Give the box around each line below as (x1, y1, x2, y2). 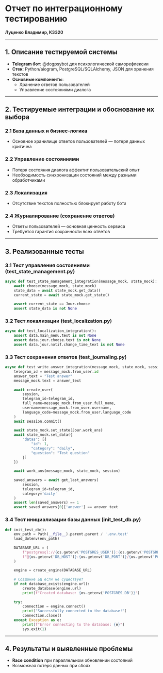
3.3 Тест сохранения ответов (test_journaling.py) (5, 353, 127, 360)
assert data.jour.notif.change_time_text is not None (14, 342, 125, 347)
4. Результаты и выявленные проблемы (5, 645, 133, 653)
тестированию (5, 13, 68, 24)
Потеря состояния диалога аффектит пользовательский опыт (12, 167, 140, 173)
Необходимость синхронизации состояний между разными (12, 172, 137, 178)
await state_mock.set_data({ (14, 432, 73, 437)
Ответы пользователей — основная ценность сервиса (12, 224, 125, 229)
